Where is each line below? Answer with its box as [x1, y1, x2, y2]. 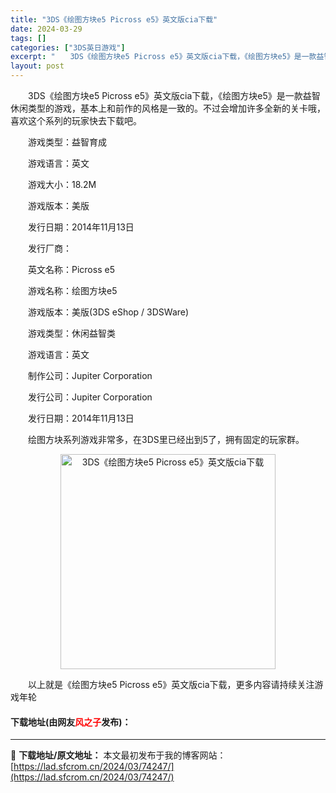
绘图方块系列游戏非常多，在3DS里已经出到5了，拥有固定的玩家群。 [27, 434, 305, 445]
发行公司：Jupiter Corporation [27, 391, 153, 403]
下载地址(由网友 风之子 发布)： [10, 716, 132, 728]
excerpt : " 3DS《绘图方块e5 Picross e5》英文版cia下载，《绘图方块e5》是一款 [10, 52, 317, 62]
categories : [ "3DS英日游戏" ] [10, 42, 126, 53]
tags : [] [10, 33, 47, 43]
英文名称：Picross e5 [27, 264, 115, 275]
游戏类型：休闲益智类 [27, 327, 116, 339]
